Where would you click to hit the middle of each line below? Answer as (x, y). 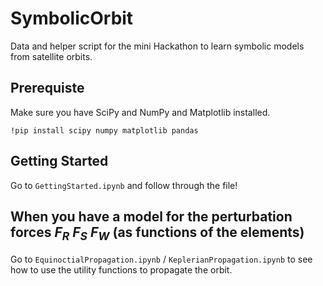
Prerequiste (47, 88)
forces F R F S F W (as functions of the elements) (157, 233)
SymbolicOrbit (72, 18)
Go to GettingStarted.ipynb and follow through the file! (124, 185)
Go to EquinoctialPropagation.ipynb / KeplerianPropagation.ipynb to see (161, 259)
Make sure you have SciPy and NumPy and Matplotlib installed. (140, 112)
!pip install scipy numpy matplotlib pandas (104, 130)
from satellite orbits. (51, 56)
